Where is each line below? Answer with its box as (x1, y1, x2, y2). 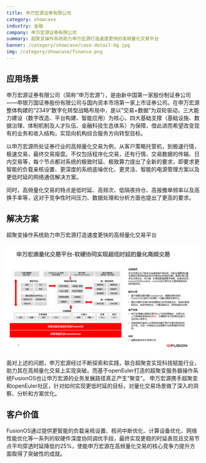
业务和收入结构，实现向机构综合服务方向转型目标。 (17, 129, 146, 137)
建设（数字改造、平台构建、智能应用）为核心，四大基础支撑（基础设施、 (11, 114, 194, 121)
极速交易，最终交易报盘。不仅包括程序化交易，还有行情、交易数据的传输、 (6, 150, 194, 158)
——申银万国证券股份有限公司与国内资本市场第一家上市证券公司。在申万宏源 (6, 99, 200, 106)
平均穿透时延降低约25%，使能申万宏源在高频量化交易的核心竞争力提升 (11, 442, 190, 450)
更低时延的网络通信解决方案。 (6, 173, 82, 180)
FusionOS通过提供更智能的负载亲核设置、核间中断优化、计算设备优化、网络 (6, 427, 197, 434)
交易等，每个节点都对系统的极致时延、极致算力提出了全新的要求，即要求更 (11, 158, 200, 165)
